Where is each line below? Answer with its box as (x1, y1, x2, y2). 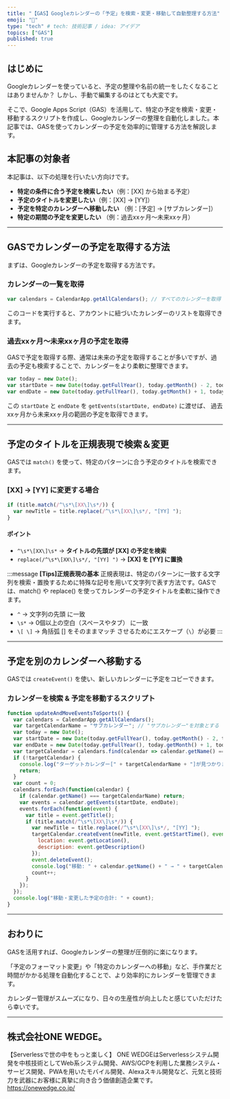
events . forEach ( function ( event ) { (19, 805, 118, 812)
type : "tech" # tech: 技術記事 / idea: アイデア (7, 23, 140, 29)
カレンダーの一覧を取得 (7, 279, 84, 289)
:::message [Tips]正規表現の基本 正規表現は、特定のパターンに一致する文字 (7, 569, 220, 578)
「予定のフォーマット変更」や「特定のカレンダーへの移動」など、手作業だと (7, 962, 223, 971)
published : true (7, 36, 53, 43)
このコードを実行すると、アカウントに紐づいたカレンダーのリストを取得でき (7, 309, 223, 317)
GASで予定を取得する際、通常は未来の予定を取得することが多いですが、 (7, 353, 212, 362)
